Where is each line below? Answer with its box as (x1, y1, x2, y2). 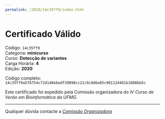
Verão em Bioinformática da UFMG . (5, 94, 78, 100)
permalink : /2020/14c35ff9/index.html (5, 7, 84, 12)
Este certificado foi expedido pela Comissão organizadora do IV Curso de (5, 89, 154, 95)
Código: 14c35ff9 (5, 45, 40, 51)
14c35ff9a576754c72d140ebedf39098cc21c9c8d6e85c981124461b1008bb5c (5, 80, 146, 85)
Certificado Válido (5, 28, 81, 39)
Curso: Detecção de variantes (5, 55, 67, 61)
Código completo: (5, 75, 42, 81)
